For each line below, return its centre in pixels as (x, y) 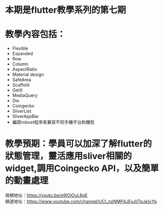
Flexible (20, 48)
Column (20, 64)
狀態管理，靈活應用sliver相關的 (68, 156)
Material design (28, 75)
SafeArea (21, 80)
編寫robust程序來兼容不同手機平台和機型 (53, 122)
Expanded (23, 54)
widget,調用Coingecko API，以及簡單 (82, 168)
